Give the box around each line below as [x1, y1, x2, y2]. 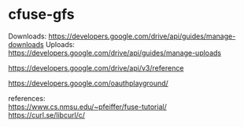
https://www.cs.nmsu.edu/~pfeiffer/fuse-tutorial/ [8, 102, 167, 111]
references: [8, 93, 46, 103]
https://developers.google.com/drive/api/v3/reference [8, 63, 184, 72]
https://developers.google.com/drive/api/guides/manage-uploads [8, 48, 222, 57]
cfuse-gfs [8, 5, 75, 24]
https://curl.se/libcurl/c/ [8, 110, 85, 119]
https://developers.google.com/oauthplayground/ [8, 78, 169, 88]
